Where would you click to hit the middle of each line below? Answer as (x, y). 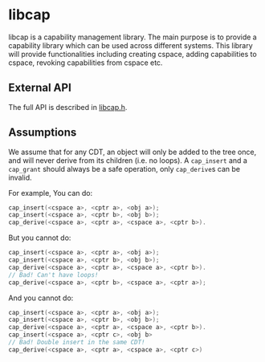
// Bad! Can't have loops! (53, 275)
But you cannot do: (40, 238)
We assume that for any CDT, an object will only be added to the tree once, (132, 152)
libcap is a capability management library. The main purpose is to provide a (132, 37)
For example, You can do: (51, 193)
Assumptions (43, 133)
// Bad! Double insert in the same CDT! (77, 343)
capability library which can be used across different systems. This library (130, 45)
